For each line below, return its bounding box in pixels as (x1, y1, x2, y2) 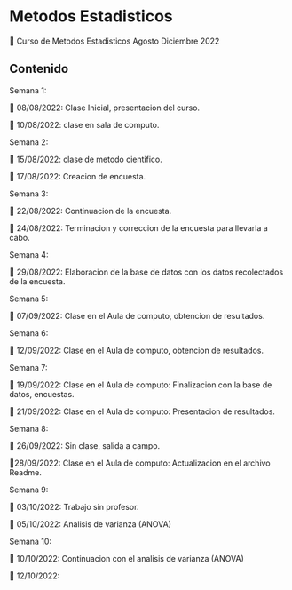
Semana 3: (9, 188, 49, 199)
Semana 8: (9, 423, 49, 434)
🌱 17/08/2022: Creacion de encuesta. (9, 171, 146, 181)
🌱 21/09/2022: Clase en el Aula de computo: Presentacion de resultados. (9, 406, 275, 417)
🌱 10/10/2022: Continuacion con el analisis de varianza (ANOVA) (9, 553, 244, 563)
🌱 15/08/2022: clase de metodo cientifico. (9, 154, 162, 164)
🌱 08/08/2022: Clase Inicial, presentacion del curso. (9, 102, 201, 113)
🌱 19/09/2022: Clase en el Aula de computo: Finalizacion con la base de (9, 379, 272, 390)
